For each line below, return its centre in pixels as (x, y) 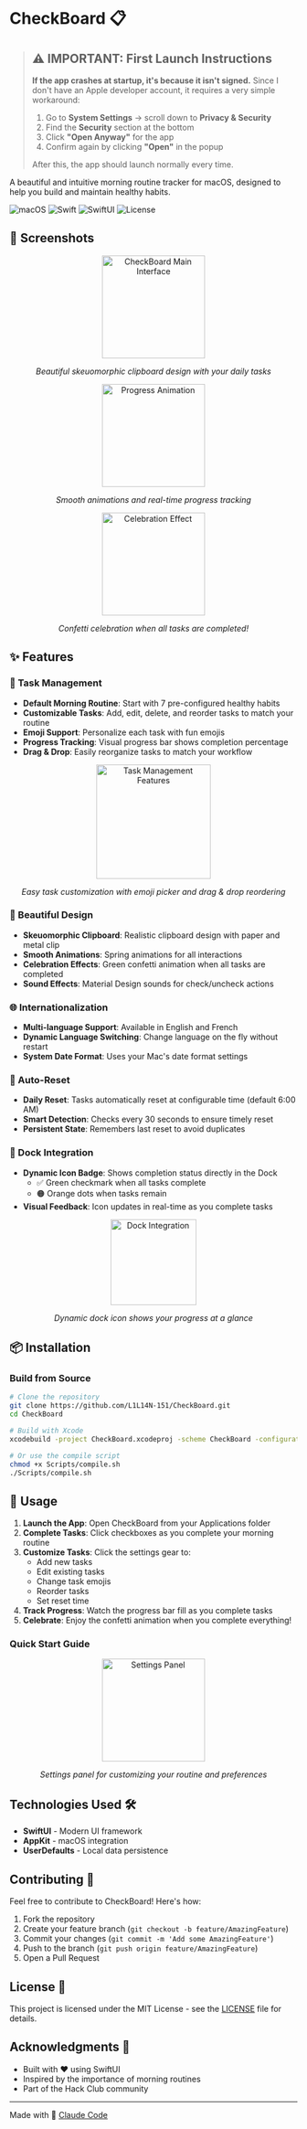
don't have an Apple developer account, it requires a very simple (153, 90)
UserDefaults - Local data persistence (95, 1851)
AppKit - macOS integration (75, 1841)
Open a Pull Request (61, 1958)
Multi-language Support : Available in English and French (130, 1027)
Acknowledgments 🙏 (70, 2047)
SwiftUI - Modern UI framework (83, 1831)
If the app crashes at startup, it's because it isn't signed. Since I (155, 80)
